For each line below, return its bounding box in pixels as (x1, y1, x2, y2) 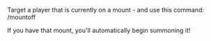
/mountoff (7, 13, 36, 21)
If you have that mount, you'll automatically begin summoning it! (7, 27, 191, 34)
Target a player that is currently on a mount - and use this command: (7, 6, 204, 14)
